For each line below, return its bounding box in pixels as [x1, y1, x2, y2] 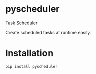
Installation [5, 48, 54, 59]
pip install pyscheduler [5, 64, 58, 69]
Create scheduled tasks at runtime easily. [5, 29, 91, 35]
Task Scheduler [5, 20, 38, 26]
